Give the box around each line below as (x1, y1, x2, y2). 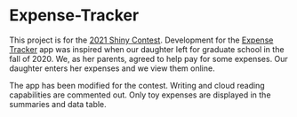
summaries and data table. (9, 98, 107, 109)
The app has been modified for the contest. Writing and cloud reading (9, 80, 265, 90)
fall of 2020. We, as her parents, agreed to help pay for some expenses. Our (9, 53, 289, 64)
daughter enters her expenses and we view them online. (9, 63, 215, 74)
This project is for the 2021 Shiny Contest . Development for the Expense (9, 35, 274, 45)
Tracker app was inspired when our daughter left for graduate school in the (9, 43, 285, 54)
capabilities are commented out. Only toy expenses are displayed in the (9, 90, 271, 100)
